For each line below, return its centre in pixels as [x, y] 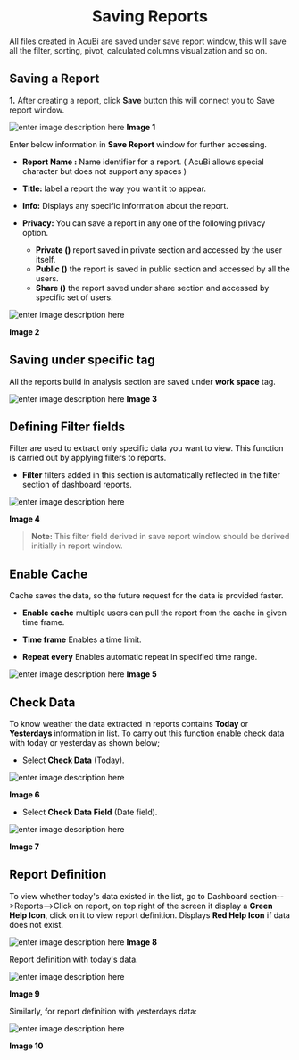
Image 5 [142, 674]
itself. [46, 259]
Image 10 [26, 1046]
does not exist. [37, 924]
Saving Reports [150, 17]
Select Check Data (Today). [73, 760]
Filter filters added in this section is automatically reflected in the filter [151, 475]
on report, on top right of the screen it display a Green [174, 906]
